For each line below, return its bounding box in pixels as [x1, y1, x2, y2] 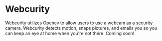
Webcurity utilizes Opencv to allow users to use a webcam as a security [5, 20, 153, 26]
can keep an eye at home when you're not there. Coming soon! [5, 30, 135, 36]
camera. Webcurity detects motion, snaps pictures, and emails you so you [5, 25, 158, 31]
